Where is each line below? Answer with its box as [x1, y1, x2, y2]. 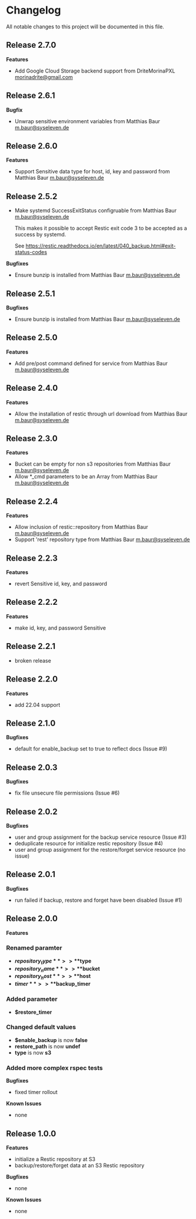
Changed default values [6, 1023, 77, 1032]
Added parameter [6, 995, 58, 1003]
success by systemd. [14, 231, 67, 238]
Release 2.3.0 [6, 434, 58, 444]
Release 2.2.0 [6, 674, 58, 684]
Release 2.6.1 [6, 91, 55, 101]
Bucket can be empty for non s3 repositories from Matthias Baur [14, 460, 171, 467]
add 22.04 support [14, 701, 61, 708]
